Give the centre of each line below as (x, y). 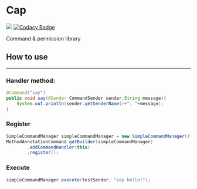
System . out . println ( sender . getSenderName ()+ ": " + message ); (90, 103)
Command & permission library (43, 38)
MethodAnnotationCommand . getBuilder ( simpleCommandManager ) (80, 141)
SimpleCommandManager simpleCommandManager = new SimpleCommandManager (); (99, 136)
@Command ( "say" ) (26, 93)
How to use (27, 57)
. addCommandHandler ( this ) (59, 147)
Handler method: (31, 80)
